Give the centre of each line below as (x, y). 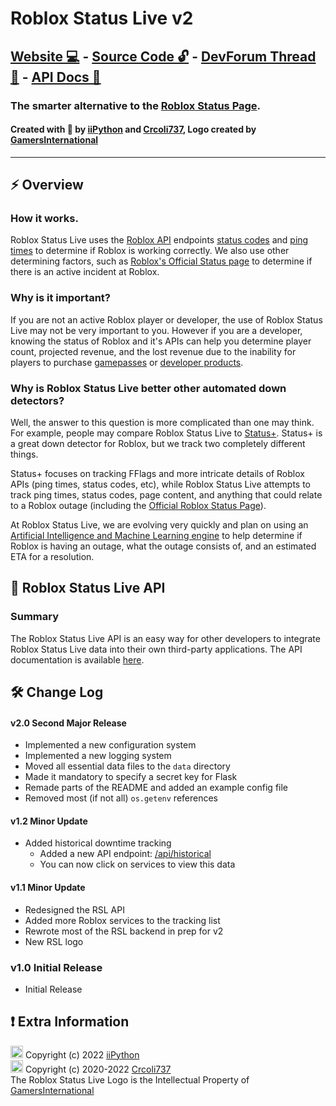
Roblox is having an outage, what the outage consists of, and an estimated (163, 546)
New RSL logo (54, 941)
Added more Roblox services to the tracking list (122, 920)
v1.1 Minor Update (48, 888)
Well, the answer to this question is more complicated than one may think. (162, 422)
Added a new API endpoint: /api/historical (125, 854)
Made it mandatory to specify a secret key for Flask (131, 777)
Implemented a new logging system (98, 756)
